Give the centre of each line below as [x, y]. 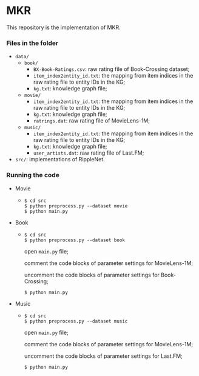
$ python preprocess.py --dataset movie [76, 206]
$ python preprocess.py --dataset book [75, 240]
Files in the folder [32, 43]
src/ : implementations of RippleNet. [60, 159]
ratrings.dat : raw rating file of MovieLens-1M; [92, 121]
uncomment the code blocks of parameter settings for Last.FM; [103, 356]
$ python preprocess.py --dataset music [76, 321]
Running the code [33, 175]
